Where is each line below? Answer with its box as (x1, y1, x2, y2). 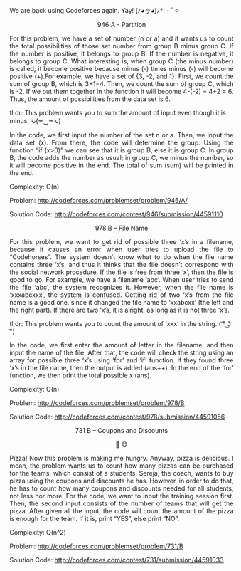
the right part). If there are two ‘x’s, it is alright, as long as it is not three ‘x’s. (9, 305, 230, 314)
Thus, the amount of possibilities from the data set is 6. (9, 95, 171, 103)
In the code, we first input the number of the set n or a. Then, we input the (9, 131, 234, 139)
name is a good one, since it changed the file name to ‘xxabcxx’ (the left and (9, 298, 234, 306)
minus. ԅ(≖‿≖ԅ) (9, 117, 61, 125)
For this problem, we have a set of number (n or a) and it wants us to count (9, 34, 234, 43)
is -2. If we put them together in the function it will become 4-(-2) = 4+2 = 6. (9, 88, 234, 95)
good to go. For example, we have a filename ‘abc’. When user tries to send (9, 276, 234, 283)
